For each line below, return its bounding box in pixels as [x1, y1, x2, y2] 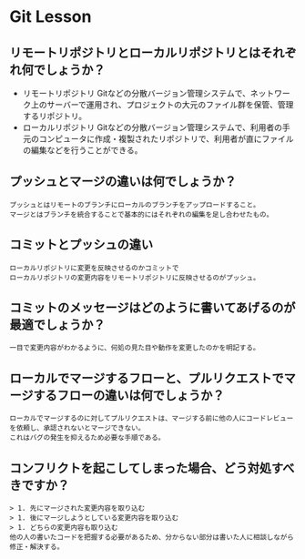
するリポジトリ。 [22, 111, 87, 121]
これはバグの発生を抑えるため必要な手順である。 [9, 433, 166, 442]
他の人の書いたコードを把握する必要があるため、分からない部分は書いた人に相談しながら [9, 533, 294, 543]
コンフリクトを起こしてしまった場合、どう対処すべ [9, 460, 295, 475]
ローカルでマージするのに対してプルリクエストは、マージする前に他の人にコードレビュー [9, 414, 294, 423]
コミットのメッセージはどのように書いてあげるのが [9, 300, 296, 316]
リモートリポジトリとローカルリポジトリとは [9, 45, 261, 60]
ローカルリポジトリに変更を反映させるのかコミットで [9, 263, 179, 272]
